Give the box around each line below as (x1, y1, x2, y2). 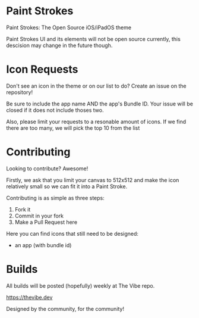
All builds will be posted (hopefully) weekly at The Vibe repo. (6, 282, 155, 289)
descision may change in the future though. (6, 42, 113, 49)
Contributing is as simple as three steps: (6, 194, 105, 201)
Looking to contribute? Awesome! (6, 165, 89, 172)
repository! (6, 88, 33, 96)
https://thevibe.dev (6, 294, 53, 301)
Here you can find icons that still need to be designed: (6, 230, 138, 237)
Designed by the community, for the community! (6, 305, 125, 312)
